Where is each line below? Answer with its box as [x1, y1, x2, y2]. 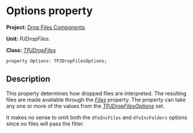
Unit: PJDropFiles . [6, 35, 50, 42]
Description [6, 74, 50, 84]
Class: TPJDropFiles [6, 46, 56, 54]
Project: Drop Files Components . [6, 24, 87, 31]
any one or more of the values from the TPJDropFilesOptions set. [6, 102, 165, 109]
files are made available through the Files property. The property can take [6, 96, 186, 103]
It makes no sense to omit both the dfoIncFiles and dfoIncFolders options [6, 113, 188, 121]
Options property [6, 4, 93, 18]
